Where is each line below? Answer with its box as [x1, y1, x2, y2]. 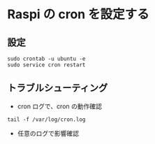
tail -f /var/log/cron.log [7, 116, 86, 123]
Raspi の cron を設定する [7, 6, 150, 22]
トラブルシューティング [7, 82, 108, 94]
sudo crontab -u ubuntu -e [7, 55, 86, 62]
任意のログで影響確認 [17, 129, 79, 137]
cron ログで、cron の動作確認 [17, 102, 103, 110]
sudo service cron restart [7, 62, 86, 69]
